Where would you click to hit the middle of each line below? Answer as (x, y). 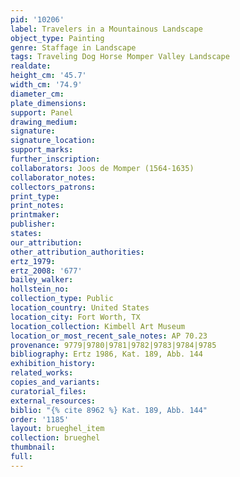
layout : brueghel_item (57, 429)
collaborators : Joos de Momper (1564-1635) (102, 168)
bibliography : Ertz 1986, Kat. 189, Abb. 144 (106, 354)
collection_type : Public (62, 299)
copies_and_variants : (55, 382)
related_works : (42, 373)
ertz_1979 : (33, 261)
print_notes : (37, 206)
